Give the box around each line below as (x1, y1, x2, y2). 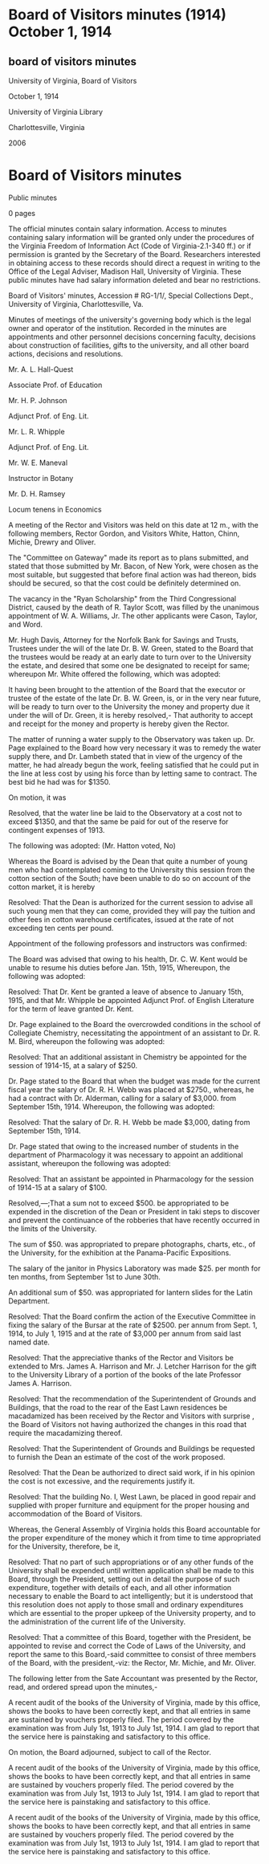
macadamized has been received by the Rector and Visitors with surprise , (8, 1411, 255, 1421)
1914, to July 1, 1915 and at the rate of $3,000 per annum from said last (8, 1328, 242, 1338)
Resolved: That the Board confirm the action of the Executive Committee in (8, 1311, 256, 1321)
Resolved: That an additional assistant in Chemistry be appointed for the (8, 1052, 247, 1062)
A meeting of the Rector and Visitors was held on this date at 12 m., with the (8, 520, 259, 529)
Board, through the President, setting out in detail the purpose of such (8, 1574, 240, 1584)
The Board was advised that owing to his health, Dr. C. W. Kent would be (8, 954, 248, 964)
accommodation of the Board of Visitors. (8, 1508, 143, 1519)
